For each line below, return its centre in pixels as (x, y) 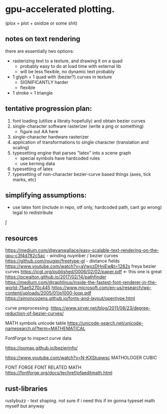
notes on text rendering (43, 39)
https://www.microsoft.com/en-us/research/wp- (102, 288)
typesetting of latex (32, 169)
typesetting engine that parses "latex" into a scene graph (72, 153)
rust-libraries (26, 389)
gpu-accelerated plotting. (60, 9)
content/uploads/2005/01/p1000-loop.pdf (48, 293)
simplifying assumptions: (46, 195)
